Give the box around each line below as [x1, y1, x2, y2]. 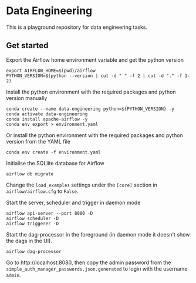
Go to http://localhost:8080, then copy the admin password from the [6, 259, 171, 266]
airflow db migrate [6, 171, 54, 177]
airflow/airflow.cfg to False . [6, 187, 79, 195]
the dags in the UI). [6, 237, 53, 244]
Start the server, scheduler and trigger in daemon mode [6, 199, 141, 206]
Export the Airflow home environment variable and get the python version [6, 56, 184, 63]
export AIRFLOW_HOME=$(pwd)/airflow [6, 68, 96, 74]
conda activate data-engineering [6, 111, 88, 117]
